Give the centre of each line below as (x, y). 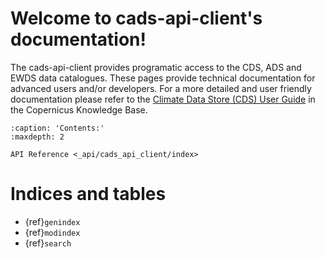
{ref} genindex (52, 221)
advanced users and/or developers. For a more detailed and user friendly (161, 88)
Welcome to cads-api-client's (136, 18)
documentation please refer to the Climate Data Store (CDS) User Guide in (163, 99)
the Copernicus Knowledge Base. (79, 109)
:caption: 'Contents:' (57, 128)
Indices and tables (88, 194)
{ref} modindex (52, 232)
